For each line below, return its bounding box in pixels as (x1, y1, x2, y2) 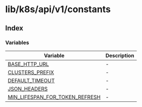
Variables (5, 39, 29, 46)
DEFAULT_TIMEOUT (8, 77, 55, 84)
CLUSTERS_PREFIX (8, 68, 54, 76)
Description (105, 52, 134, 59)
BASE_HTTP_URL (8, 60, 49, 67)
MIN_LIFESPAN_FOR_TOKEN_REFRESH (8, 93, 101, 100)
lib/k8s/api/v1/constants (5, 4, 111, 15)
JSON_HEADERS (8, 85, 48, 92)
